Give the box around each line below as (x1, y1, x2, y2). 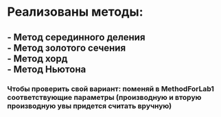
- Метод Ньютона (7, 63, 86, 75)
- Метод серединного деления (7, 31, 146, 43)
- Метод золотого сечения (7, 42, 126, 53)
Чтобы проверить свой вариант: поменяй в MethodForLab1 (7, 83, 215, 93)
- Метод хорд (7, 53, 68, 64)
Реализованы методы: (7, 4, 143, 20)
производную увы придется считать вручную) (7, 101, 172, 110)
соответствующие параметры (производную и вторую (7, 92, 202, 102)
